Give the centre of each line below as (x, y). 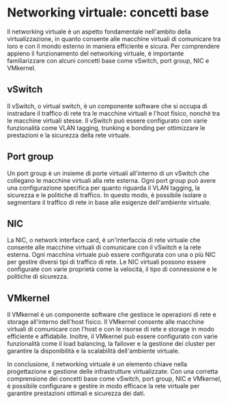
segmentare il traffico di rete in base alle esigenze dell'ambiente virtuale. (109, 202)
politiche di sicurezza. (38, 277)
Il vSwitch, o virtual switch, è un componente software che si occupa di (107, 106)
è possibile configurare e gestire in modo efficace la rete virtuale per (103, 386)
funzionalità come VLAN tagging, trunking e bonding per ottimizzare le (106, 127)
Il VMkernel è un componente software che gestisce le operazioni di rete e (112, 315)
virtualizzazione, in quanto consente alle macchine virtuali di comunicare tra (114, 38)
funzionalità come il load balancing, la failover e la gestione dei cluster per (111, 344)
